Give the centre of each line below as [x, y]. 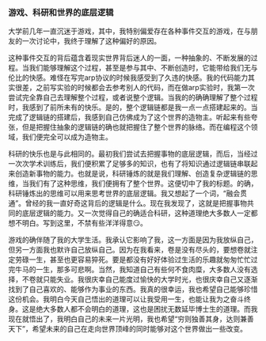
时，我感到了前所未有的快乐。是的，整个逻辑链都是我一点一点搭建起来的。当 [133, 108]
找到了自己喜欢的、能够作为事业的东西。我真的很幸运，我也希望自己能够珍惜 [133, 290]
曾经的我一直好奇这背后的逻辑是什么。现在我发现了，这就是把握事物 [136, 203]
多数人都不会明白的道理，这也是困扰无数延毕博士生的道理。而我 [154, 309]
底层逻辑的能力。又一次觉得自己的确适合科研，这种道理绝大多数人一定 [136, 213]
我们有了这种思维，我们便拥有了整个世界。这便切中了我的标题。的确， [143, 184]
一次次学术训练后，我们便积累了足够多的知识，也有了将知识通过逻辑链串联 [129, 164]
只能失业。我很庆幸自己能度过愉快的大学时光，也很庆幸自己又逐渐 [150, 279]
